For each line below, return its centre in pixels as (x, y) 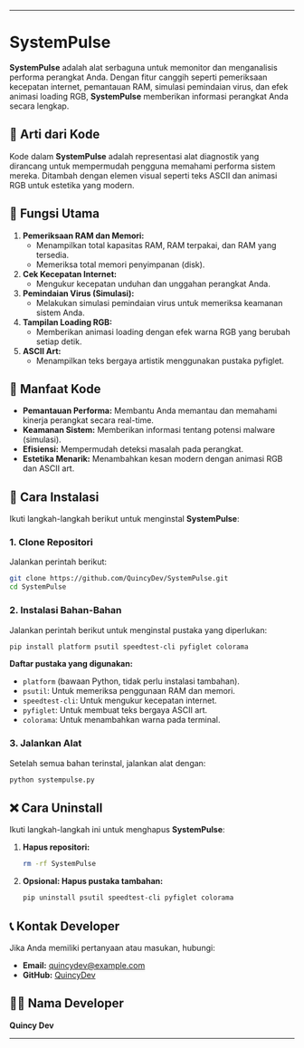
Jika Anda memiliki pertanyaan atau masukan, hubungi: (112, 947)
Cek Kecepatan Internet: (70, 274)
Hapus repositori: (56, 847)
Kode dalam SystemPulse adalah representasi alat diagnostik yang (134, 156)
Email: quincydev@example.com (84, 965)
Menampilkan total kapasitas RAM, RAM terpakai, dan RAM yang (156, 245)
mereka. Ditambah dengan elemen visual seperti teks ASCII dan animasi (143, 175)
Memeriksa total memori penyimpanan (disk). (120, 264)
